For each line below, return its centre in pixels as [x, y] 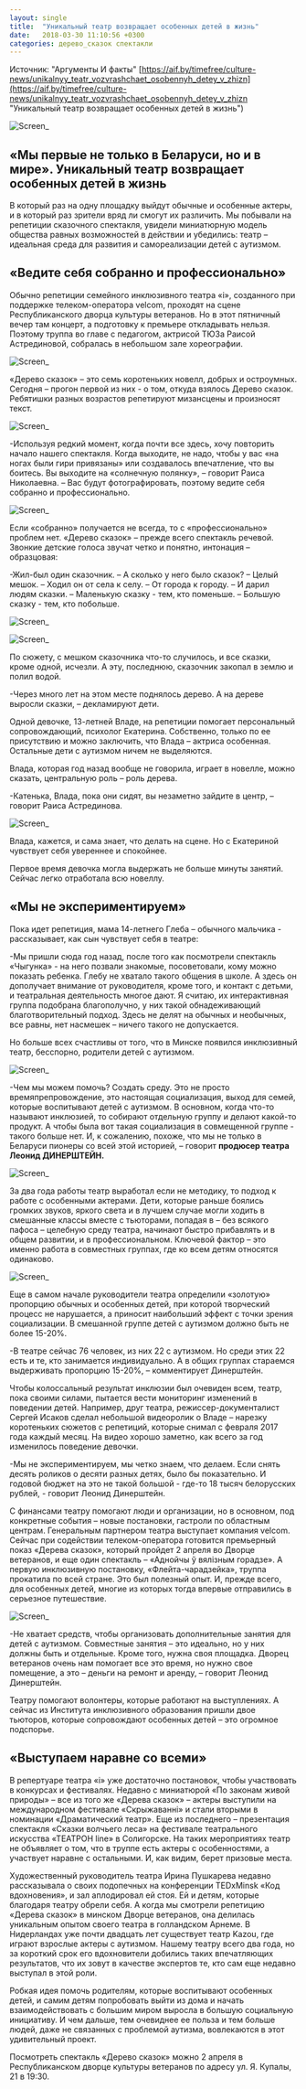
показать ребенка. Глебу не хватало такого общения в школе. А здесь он [153, 976]
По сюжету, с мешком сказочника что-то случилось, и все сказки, [140, 657]
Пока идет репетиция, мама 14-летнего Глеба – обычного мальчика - [145, 928]
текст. [21, 408]
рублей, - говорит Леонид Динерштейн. [88, 1493]
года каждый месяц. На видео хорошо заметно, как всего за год [136, 1436]
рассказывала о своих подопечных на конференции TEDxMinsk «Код [145, 1885]
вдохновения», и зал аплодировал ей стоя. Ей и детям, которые [134, 1895]
